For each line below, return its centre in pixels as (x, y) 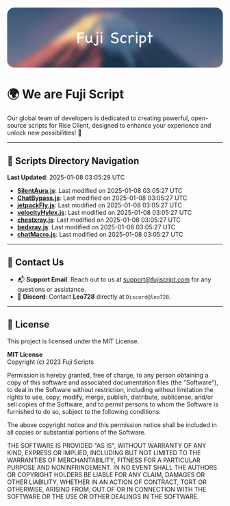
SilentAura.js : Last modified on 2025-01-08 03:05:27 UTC (100, 191)
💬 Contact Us (36, 263)
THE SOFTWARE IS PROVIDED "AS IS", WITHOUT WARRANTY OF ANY (107, 445)
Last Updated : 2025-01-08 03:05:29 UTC (66, 177)
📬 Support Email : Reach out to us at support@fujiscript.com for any (114, 279)
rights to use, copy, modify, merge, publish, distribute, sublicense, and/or (110, 397)
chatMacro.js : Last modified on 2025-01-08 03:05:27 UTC (100, 235)
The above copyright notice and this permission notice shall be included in (112, 425)
